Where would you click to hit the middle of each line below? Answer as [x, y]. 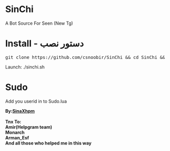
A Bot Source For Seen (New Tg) [39, 23]
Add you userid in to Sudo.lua [36, 101]
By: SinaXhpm [20, 111]
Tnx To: [13, 121]
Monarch [15, 132]
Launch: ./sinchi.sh [25, 67]
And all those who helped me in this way [49, 143]
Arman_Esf [17, 137]
